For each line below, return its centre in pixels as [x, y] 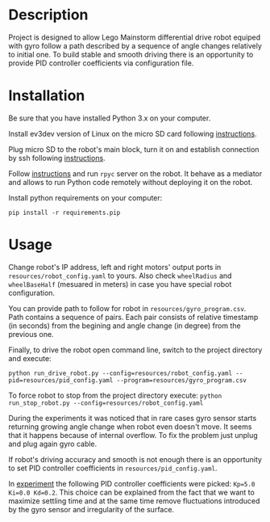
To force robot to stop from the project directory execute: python [115, 395]
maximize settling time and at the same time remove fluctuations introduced [134, 501]
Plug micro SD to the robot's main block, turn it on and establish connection [134, 149]
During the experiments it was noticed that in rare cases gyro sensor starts [133, 418]
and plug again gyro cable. [53, 444]
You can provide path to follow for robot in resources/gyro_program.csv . [127, 308]
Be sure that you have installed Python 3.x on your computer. [110, 118]
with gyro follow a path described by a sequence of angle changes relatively [135, 45]
